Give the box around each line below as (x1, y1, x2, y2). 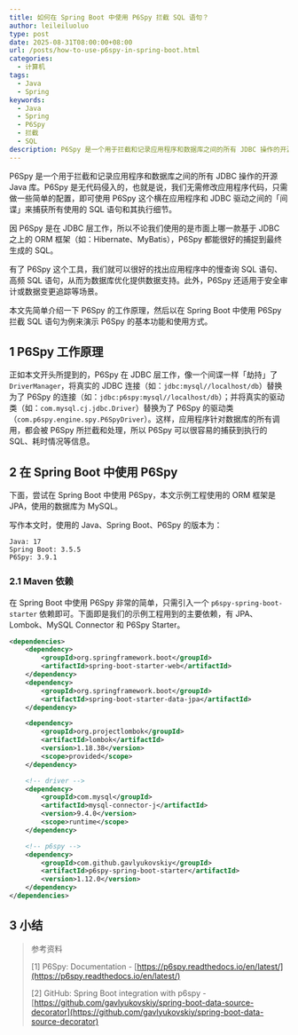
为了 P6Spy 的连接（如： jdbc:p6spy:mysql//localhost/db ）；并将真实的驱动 (9, 391, 286, 402)
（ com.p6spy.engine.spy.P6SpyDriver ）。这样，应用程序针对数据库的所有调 (9, 414, 281, 424)
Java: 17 (9, 538, 42, 547)
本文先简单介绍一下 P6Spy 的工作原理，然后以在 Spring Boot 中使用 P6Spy (9, 304, 282, 315)
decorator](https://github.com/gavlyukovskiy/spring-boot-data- (30, 1007, 264, 1017)
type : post (9, 29, 50, 38)
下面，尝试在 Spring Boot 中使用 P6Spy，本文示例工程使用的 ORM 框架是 (9, 490, 277, 501)
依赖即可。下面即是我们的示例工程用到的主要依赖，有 (39, 608, 234, 619)
